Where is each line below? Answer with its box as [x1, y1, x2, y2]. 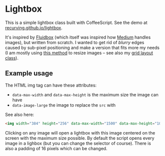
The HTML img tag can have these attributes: [5, 82, 97, 88]
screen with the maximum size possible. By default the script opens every [5, 135, 155, 141]
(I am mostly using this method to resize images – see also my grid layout [5, 50, 153, 56]
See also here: [5, 111, 34, 117]
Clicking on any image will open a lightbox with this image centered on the [5, 130, 156, 135]
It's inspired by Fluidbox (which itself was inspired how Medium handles [5, 34, 151, 40]
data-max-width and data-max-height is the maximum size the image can [12, 91, 159, 97]
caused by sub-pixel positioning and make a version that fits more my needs [5, 45, 160, 50]
